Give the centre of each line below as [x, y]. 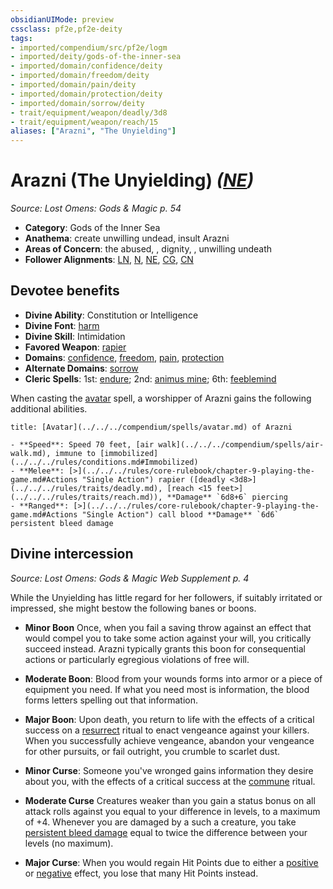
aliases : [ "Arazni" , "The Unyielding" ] [93, 131]
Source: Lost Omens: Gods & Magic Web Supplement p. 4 [130, 578]
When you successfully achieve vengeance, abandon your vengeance [169, 740]
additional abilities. [49, 408]
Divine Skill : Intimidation [75, 336]
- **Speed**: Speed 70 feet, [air [82, 444]
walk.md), [31, 453]
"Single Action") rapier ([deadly [153, 479]
